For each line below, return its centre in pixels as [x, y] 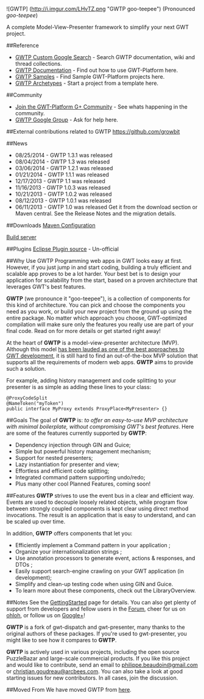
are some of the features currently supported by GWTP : [77, 433]
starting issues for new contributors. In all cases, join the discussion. [92, 678]
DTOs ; [24, 565]
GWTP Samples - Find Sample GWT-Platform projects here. [90, 77]
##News [17, 143]
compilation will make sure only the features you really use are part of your [100, 324]
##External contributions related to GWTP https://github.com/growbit [93, 131]
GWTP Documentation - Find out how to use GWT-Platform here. [97, 70]
